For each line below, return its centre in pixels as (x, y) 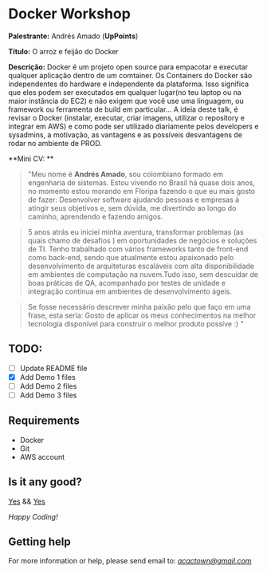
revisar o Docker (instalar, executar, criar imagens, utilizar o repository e (127, 117)
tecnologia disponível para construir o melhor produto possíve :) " (136, 323)
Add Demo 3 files (48, 395)
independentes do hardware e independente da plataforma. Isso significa (129, 84)
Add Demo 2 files (48, 386)
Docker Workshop (70, 14)
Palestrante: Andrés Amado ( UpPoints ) (73, 36)
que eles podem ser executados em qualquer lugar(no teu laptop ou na (125, 92)
